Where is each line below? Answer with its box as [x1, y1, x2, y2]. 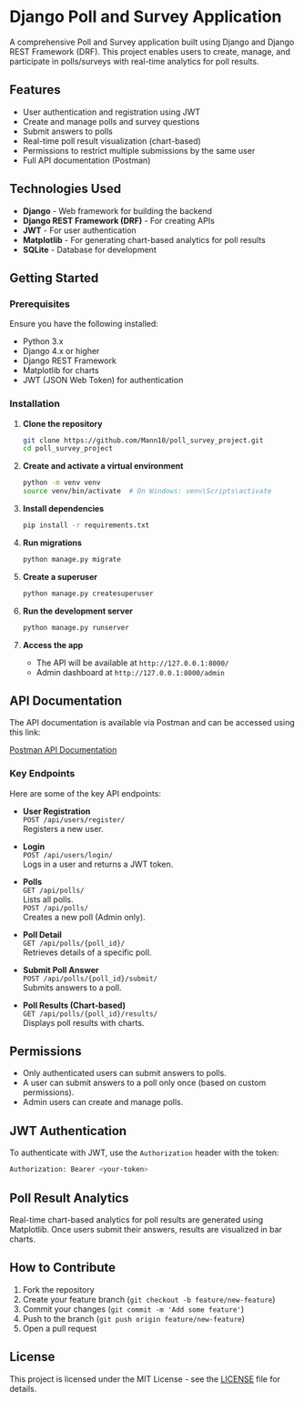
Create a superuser [22, 571, 98, 582]
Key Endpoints [9, 767, 76, 780]
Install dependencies [22, 503, 105, 514]
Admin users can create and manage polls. [22, 1097, 184, 1108]
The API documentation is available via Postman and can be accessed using [9, 717, 296, 728]
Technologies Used [9, 181, 121, 197]
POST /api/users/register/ [22, 815, 126, 825]
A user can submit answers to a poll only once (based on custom [22, 1077, 267, 1089]
